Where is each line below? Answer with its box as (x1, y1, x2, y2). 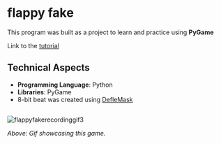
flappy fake (7, 5, 75, 21)
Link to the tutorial (7, 41, 59, 50)
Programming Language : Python (17, 80, 113, 89)
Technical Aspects (7, 62, 91, 74)
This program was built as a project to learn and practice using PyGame (7, 28, 214, 36)
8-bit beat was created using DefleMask (17, 95, 134, 103)
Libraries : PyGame (17, 87, 72, 96)
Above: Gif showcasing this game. (7, 129, 106, 138)
